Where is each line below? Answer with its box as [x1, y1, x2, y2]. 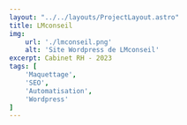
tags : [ [9, 62, 38, 71]
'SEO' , [25, 78, 49, 87]
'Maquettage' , [25, 70, 77, 79]
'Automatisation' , [25, 86, 93, 95]
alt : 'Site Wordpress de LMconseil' [25, 46, 161, 55]
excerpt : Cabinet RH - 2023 [9, 54, 113, 62]
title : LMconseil [9, 21, 73, 30]
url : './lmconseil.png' [25, 37, 113, 47]
